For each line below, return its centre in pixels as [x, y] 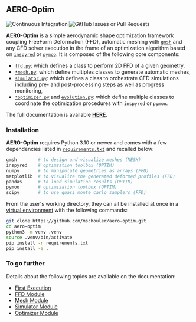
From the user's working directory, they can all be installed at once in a [92, 204]
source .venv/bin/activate [39, 237]
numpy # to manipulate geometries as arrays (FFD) [78, 170]
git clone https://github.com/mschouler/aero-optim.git [76, 221]
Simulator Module [36, 307]
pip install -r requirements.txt [47, 243]
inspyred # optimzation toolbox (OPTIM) [61, 165]
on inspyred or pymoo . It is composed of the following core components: [93, 54]
